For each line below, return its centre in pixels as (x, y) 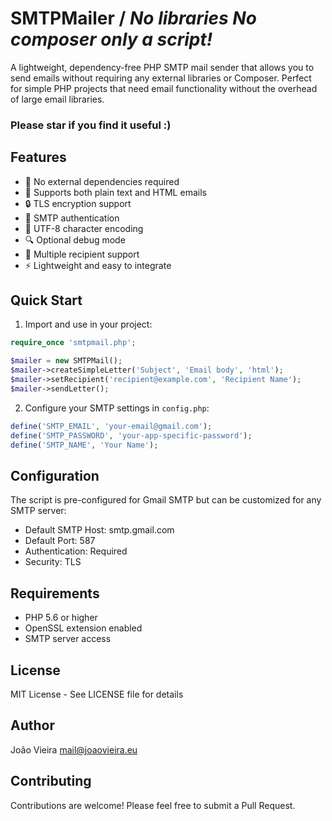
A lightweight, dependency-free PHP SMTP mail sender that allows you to (162, 67)
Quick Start (46, 300)
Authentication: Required (76, 551)
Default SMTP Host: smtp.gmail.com (99, 530)
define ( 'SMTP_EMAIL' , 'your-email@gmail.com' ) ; (111, 426)
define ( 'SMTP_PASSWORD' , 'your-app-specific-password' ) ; (131, 435)
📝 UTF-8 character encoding (84, 228)
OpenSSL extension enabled (83, 628)
